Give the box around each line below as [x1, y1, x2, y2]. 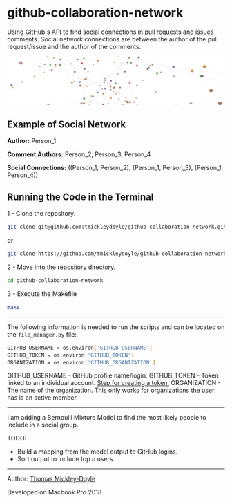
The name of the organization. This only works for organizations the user [7, 386, 215, 395]
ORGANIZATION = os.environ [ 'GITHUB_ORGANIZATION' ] [7, 359, 156, 366]
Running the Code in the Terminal [7, 191, 154, 203]
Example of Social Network [7, 119, 126, 131]
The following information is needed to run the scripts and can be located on [7, 323, 225, 331]
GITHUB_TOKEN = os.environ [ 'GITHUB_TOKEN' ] [7, 351, 135, 359]
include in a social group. [7, 420, 79, 429]
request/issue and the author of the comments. [7, 42, 142, 50]
